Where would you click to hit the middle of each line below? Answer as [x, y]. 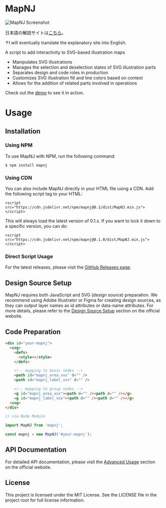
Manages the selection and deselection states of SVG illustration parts [84, 67]
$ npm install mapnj [27, 165]
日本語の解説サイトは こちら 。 [35, 32]
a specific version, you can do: [36, 226]
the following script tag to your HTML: [44, 194]
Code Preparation [33, 332]
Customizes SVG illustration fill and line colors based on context [78, 78]
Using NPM [19, 145]
